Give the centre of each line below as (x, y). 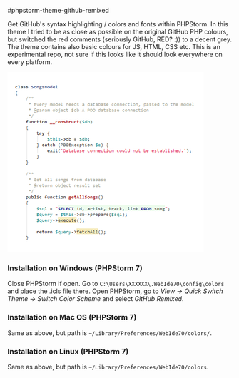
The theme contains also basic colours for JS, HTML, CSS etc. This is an (114, 47)
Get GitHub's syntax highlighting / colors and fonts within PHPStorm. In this (118, 24)
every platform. (30, 62)
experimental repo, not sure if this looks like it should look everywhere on (115, 54)
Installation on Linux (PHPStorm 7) (68, 351)
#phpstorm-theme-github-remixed (58, 10)
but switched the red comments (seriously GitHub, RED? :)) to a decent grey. (120, 39)
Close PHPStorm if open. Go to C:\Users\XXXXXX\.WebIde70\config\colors (116, 284)
